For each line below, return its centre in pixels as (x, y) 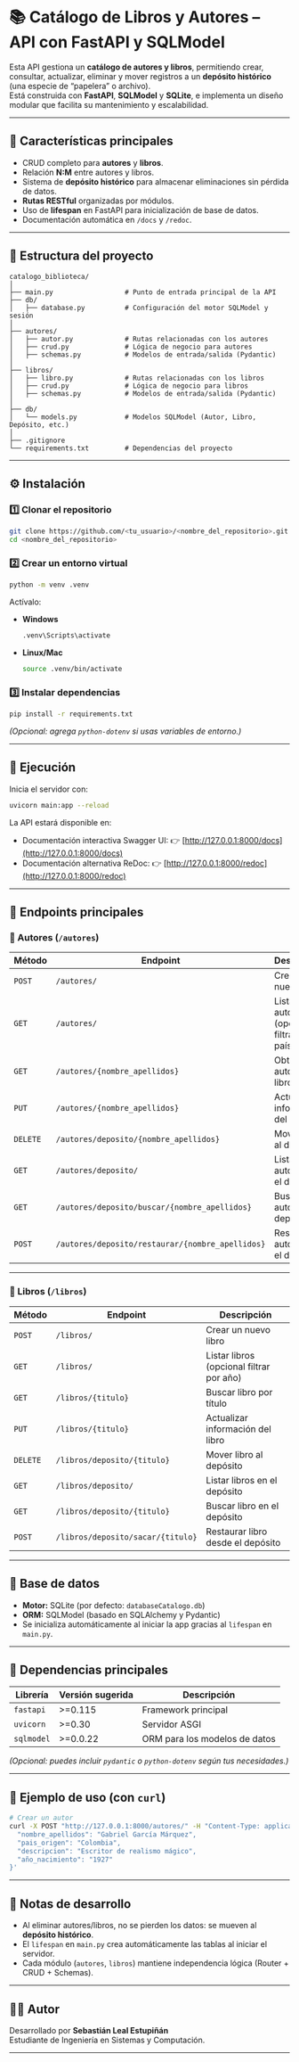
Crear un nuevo (238, 1329)
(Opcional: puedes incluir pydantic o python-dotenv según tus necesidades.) (149, 1761)
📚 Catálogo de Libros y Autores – (135, 17)
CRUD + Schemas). (57, 1973)
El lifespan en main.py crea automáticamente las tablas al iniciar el (145, 1944)
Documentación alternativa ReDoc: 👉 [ (94, 863)
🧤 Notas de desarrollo (70, 1904)
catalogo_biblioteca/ (49, 276)
